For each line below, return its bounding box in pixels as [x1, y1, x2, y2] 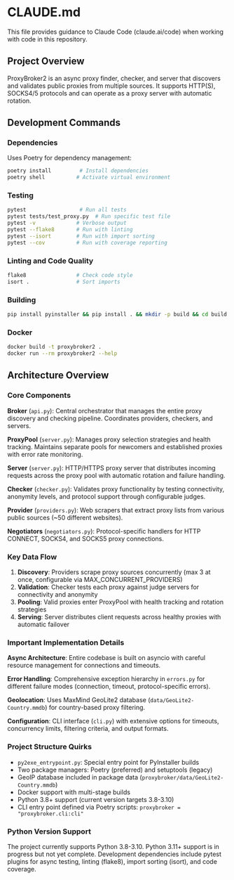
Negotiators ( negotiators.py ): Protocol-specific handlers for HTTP [7, 526, 201, 535]
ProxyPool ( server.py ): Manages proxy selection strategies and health [7, 435, 212, 444]
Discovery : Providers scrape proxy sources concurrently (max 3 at [17, 567, 212, 576]
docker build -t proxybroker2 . [7, 344, 102, 351]
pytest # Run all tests [7, 207, 128, 214]
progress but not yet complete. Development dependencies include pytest [7, 850, 222, 858]
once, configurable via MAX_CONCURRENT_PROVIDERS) [17, 575, 184, 583]
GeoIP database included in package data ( [17, 772, 142, 781]
